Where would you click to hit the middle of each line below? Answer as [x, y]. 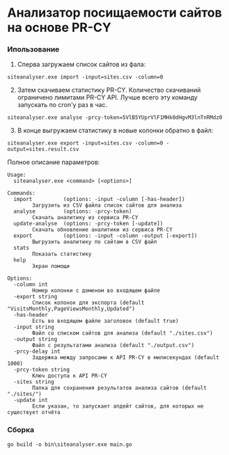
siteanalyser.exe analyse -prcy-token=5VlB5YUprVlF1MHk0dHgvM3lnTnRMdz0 [115, 118]
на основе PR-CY [59, 27]
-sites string [34, 382]
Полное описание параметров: [54, 162]
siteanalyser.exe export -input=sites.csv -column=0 [85, 143]
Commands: [22, 193]
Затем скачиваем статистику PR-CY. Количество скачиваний [109, 90]
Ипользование [33, 49]
